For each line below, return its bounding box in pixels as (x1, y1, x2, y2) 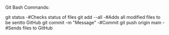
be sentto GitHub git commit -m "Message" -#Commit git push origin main (5, 20, 162, 25)
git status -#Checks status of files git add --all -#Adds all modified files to (5, 14, 161, 20)
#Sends (5, 25, 22, 31)
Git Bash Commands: (5, 5, 50, 10)
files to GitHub (22, 25, 53, 31)
